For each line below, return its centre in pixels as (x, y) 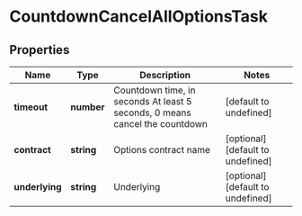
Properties (40, 50)
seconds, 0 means (152, 112)
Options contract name (162, 150)
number (88, 107)
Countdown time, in (155, 90)
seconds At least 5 (153, 101)
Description (165, 75)
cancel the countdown (161, 124)
